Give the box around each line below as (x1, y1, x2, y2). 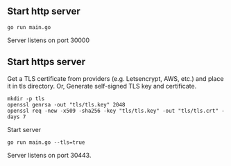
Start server (7, 125, 42, 133)
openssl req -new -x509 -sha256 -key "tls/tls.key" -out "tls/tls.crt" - (7, 107, 225, 114)
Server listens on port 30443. (7, 151, 92, 159)
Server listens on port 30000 (7, 36, 90, 44)
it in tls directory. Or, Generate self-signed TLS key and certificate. (7, 82, 197, 90)
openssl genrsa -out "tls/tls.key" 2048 (7, 101, 126, 108)
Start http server (7, 6, 81, 17)
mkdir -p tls (7, 95, 45, 102)
